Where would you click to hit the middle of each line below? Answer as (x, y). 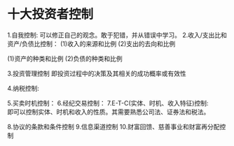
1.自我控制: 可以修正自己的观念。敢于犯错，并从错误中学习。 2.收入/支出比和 (117, 35)
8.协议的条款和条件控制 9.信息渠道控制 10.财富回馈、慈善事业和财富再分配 (113, 126)
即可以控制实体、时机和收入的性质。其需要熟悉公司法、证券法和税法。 (109, 112)
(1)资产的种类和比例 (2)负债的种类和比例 (65, 58)
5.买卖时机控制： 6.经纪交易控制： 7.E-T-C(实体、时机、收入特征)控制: (108, 103)
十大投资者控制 (50, 14)
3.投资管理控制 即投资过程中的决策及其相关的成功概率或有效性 (97, 73)
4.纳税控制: (23, 88)
